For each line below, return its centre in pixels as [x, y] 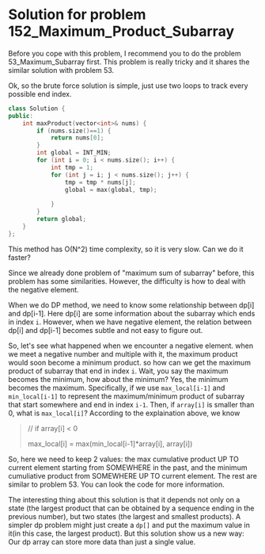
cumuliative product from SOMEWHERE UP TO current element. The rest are [132, 476]
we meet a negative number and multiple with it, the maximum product [123, 353]
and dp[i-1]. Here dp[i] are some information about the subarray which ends [132, 313]
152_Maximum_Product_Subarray [121, 31]
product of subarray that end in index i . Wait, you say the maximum [118, 371]
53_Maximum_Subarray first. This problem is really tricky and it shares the [129, 62]
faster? [20, 257]
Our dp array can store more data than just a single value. [102, 541]
